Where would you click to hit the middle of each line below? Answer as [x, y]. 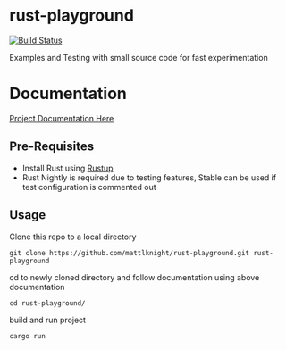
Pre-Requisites [52, 147]
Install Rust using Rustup [67, 168]
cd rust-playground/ [48, 303]
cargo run [28, 336]
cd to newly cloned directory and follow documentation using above [135, 277]
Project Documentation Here [62, 118]
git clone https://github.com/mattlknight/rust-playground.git [130, 253]
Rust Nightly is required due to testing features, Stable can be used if [149, 177]
